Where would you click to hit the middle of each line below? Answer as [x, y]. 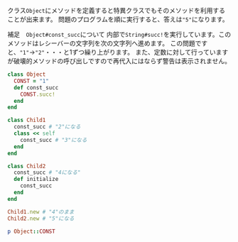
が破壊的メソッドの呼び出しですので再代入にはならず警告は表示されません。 [119, 61]
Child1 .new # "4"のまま [41, 211]
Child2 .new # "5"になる [41, 219]
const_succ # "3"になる [54, 140]
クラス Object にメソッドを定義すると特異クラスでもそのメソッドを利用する [117, 10]
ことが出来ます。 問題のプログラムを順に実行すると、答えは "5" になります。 [118, 19]
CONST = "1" [32, 81]
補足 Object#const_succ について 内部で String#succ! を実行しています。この [119, 34]
